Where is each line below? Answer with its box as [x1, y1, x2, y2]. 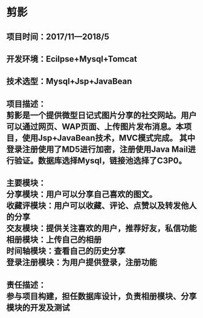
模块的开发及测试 [6, 302, 70, 313]
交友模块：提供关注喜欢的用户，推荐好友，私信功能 [6, 223, 197, 233]
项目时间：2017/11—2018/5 [6, 31, 110, 42]
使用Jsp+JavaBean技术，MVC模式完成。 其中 [22, 132, 196, 143]
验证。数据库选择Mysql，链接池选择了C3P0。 [14, 155, 187, 166]
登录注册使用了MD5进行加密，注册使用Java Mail [6, 144, 188, 154]
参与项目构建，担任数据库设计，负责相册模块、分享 [6, 291, 197, 301]
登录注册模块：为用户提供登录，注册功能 [6, 258, 157, 268]
